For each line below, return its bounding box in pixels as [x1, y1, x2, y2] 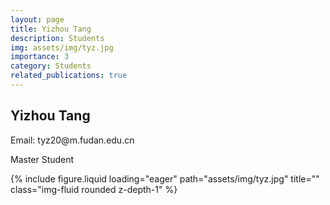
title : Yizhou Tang [10, 24, 92, 34]
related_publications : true [10, 71, 128, 81]
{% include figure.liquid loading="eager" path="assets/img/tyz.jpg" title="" [10, 172, 320, 185]
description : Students [10, 33, 105, 43]
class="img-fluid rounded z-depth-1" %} [10, 183, 178, 195]
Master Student [10, 153, 75, 165]
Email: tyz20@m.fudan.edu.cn [10, 134, 135, 146]
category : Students [10, 61, 92, 71]
